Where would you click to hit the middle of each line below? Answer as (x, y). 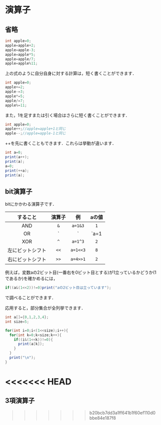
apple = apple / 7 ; (20, 59)
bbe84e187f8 (103, 418)
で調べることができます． (31, 298)
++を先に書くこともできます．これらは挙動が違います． (61, 143)
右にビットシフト (27, 260)
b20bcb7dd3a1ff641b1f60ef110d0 (123, 413)
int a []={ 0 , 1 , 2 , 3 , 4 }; (27, 317)
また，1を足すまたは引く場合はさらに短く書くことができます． (67, 115)
